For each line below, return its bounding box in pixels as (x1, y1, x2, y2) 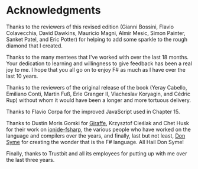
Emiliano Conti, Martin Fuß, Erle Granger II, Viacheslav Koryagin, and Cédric (6, 90, 191, 97)
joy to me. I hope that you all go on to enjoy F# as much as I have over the (6, 66, 186, 73)
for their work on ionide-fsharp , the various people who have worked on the (6, 126, 191, 133)
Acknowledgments (6, 4, 102, 17)
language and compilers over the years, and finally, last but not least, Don (6, 132, 186, 139)
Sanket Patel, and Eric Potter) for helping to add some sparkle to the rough (6, 36, 188, 43)
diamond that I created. (6, 42, 63, 49)
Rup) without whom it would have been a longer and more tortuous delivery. (6, 96, 191, 104)
